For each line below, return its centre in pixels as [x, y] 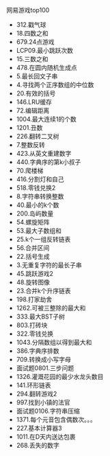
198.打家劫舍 [34, 299]
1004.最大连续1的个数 [46, 119]
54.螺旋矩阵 [33, 222]
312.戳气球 [31, 25]
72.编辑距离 [33, 111]
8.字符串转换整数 [40, 196]
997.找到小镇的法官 [43, 402]
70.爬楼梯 [30, 171]
